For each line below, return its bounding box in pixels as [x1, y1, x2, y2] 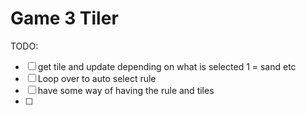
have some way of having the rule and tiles [37, 84, 215, 96]
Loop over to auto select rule [37, 72, 157, 84]
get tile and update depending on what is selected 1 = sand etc [37, 60, 297, 72]
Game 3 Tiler [10, 7, 119, 30]
